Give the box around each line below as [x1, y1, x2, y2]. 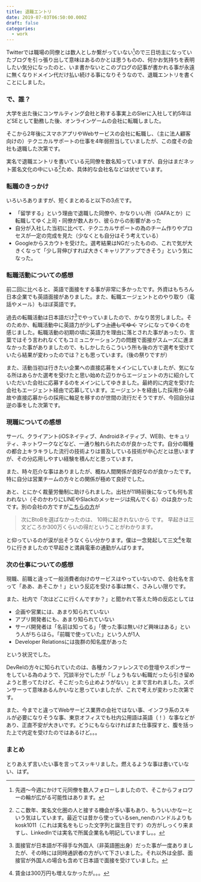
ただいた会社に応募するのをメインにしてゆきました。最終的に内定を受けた [11, 379, 195, 386]
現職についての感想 [6, 418, 62, 426]
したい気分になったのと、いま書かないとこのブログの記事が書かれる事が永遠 [6, 64, 195, 71]
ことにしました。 [6, 79, 48, 86]
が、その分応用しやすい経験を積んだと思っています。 [6, 455, 136, 463]
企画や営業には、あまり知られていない [14, 608, 109, 616]
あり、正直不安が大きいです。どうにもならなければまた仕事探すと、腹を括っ [6, 721, 194, 729]
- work [11, 31, 28, 37]
